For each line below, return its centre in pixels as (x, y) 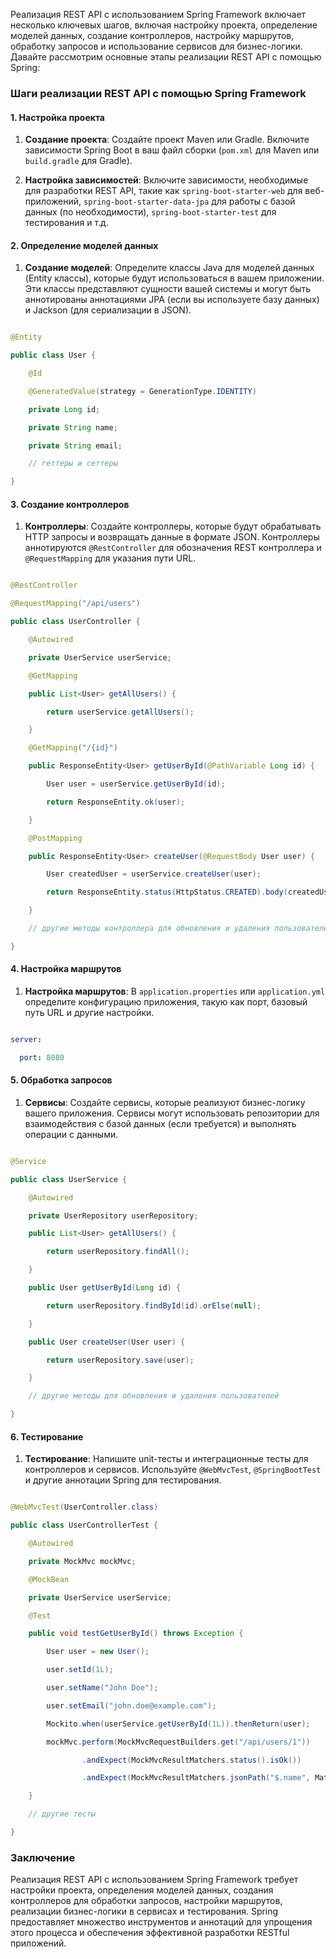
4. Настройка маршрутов (66, 969)
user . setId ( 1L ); (80, 1670)
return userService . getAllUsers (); (120, 712)
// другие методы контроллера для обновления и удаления (149, 929)
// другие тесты (62, 1814)
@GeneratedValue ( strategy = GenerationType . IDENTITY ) (142, 391)
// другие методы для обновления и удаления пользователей (154, 1396)
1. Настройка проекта (57, 117)
